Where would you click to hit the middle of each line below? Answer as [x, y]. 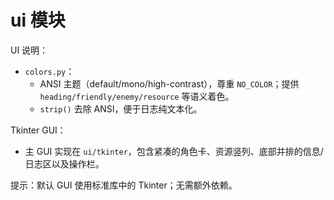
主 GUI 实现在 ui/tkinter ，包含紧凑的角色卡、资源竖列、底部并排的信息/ [174, 151]
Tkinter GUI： [38, 130]
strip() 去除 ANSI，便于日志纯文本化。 [121, 108]
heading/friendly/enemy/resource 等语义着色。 [137, 96]
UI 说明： [29, 50]
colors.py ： [49, 71]
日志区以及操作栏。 [64, 163]
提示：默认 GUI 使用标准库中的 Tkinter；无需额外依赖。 [124, 185]
